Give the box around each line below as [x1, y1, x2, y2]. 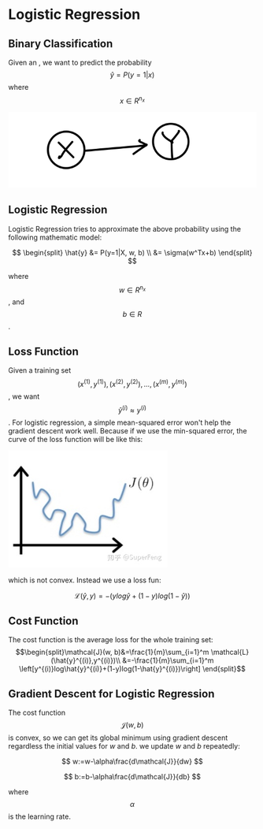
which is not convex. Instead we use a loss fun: [8, 575, 161, 585]
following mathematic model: [8, 232, 102, 242]
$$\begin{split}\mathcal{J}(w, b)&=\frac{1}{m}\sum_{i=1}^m [15, 648, 209, 657]
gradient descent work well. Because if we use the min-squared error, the [8, 426, 247, 435]
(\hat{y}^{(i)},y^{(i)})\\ [50, 656, 120, 665]
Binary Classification [8, 37, 113, 50]
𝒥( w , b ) [120, 720, 144, 730]
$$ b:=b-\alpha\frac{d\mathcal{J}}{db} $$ [63, 772, 202, 782]
